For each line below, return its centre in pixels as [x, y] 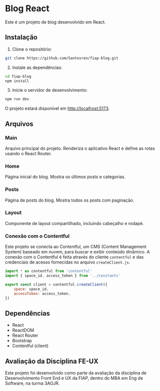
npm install [17, 81]
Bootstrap [22, 341]
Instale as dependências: [37, 67]
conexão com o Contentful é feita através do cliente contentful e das [74, 257]
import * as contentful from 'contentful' [49, 271]
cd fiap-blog [18, 76]
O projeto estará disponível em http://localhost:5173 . [57, 108]
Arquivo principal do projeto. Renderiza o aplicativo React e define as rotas [80, 148]
